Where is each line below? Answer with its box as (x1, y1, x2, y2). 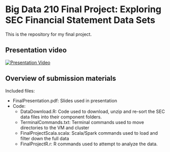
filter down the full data (20, 135, 70, 141)
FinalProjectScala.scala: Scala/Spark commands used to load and (20, 130, 158, 136)
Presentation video (5, 46, 67, 54)
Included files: (5, 87, 35, 94)
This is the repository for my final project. (5, 31, 92, 37)
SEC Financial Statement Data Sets (5, 14, 156, 26)
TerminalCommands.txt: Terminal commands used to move (20, 119, 144, 125)
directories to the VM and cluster (20, 125, 90, 131)
